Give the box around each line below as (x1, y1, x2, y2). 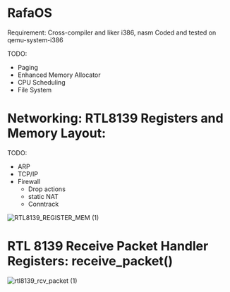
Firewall (17, 177, 41, 185)
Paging (17, 63, 39, 71)
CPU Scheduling (17, 78, 66, 86)
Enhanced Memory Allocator (17, 71, 101, 79)
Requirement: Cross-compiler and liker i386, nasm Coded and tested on (7, 28, 217, 37)
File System (17, 85, 52, 94)
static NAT (28, 192, 59, 200)
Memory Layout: (7, 126, 106, 142)
